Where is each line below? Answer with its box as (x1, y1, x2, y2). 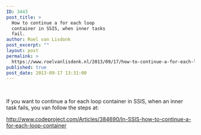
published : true (6, 64, 47, 70)
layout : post (6, 48, 39, 54)
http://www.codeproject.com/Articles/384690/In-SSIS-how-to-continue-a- (6, 116, 191, 123)
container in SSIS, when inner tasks (11, 25, 106, 32)
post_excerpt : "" (6, 42, 50, 48)
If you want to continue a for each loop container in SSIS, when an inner (6, 98, 184, 105)
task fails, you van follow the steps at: (6, 104, 99, 111)
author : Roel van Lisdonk (6, 36, 71, 42)
